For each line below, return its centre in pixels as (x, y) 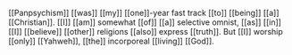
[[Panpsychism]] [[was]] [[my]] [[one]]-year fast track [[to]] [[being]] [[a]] (144, 13)
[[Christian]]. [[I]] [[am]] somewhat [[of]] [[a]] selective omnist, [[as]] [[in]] (145, 22)
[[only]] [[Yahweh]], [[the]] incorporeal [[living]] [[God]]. (112, 41)
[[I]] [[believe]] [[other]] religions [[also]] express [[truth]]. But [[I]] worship (146, 31)
